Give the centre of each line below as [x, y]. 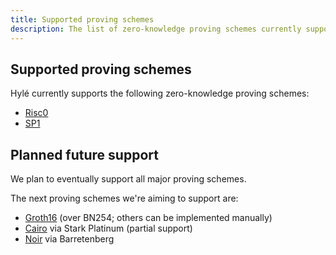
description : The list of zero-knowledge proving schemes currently [156, 29]
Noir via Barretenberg [69, 239]
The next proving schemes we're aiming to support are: [124, 198]
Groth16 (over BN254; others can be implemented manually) [148, 218]
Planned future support [84, 154]
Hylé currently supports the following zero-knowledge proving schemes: [160, 93]
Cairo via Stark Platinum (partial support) [108, 228]
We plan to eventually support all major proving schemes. [128, 179]
